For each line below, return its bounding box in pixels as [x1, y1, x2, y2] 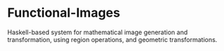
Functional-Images [7, 5, 120, 21]
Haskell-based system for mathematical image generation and [7, 28, 188, 36]
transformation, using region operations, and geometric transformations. [7, 35, 218, 43]
